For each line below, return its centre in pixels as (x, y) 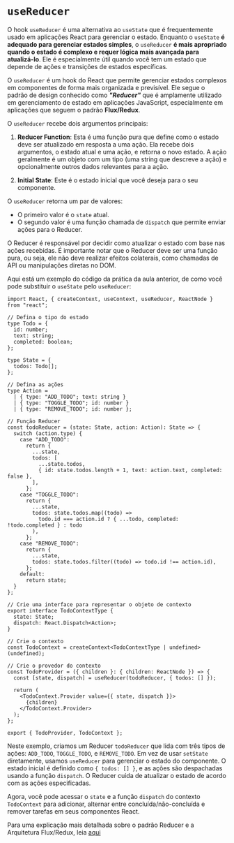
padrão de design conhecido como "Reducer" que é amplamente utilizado (115, 95)
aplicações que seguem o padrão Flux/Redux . (74, 110)
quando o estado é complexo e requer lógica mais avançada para (103, 52)
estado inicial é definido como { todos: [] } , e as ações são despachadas (115, 768)
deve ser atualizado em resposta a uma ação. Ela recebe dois (106, 144)
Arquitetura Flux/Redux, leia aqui (54, 832)
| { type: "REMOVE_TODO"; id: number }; (73, 409)
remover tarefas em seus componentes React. (73, 811)
